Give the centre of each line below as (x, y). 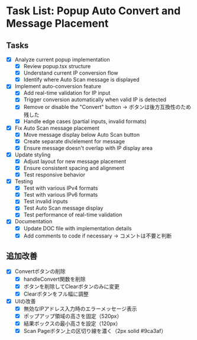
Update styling (33, 155)
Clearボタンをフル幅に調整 (56, 294)
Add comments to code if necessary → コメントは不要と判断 (98, 236)
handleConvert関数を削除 (54, 279)
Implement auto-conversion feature (58, 86)
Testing (24, 181)
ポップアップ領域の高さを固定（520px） (73, 316)
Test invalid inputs (46, 201)
